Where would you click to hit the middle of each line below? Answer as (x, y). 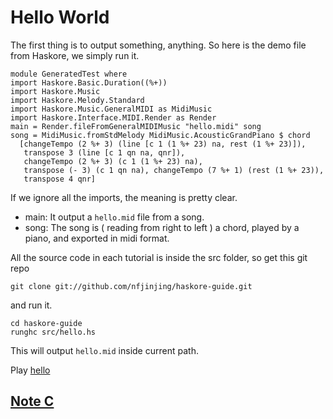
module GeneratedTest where (69, 74)
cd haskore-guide (46, 323)
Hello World (60, 17)
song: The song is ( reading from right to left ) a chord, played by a (162, 227)
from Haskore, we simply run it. (75, 55)
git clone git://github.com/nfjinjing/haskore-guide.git (131, 286)
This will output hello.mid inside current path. (104, 350)
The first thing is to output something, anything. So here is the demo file (158, 45)
